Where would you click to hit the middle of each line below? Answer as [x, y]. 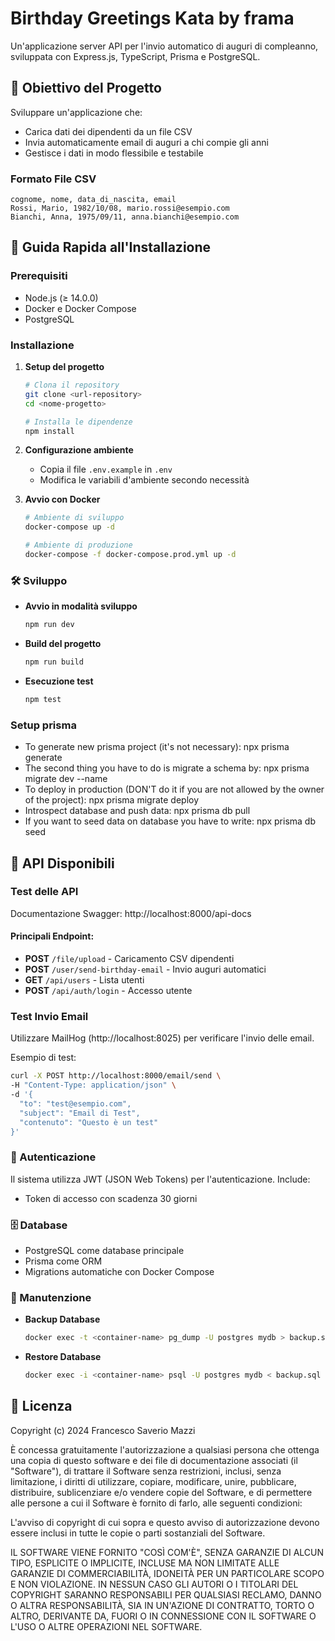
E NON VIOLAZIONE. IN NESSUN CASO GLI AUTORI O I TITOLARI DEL [154, 1584]
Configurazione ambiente [79, 450]
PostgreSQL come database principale [104, 1251]
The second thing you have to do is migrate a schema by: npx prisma [167, 768]
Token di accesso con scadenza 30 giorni [111, 1198]
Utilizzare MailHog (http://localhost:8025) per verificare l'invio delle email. [162, 1038]
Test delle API [44, 892]
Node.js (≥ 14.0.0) [61, 298]
